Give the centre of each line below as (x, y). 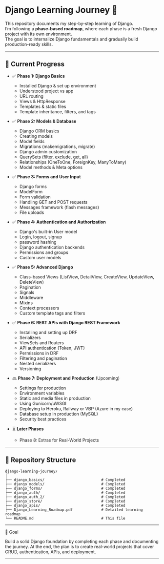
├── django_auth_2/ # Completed (65, 497)
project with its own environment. (39, 34)
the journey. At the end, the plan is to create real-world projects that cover (80, 546)
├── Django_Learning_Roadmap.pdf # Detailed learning (74, 510)
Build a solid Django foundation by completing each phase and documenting (82, 541)
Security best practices (43, 419)
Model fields (32, 141)
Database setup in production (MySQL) (59, 414)
